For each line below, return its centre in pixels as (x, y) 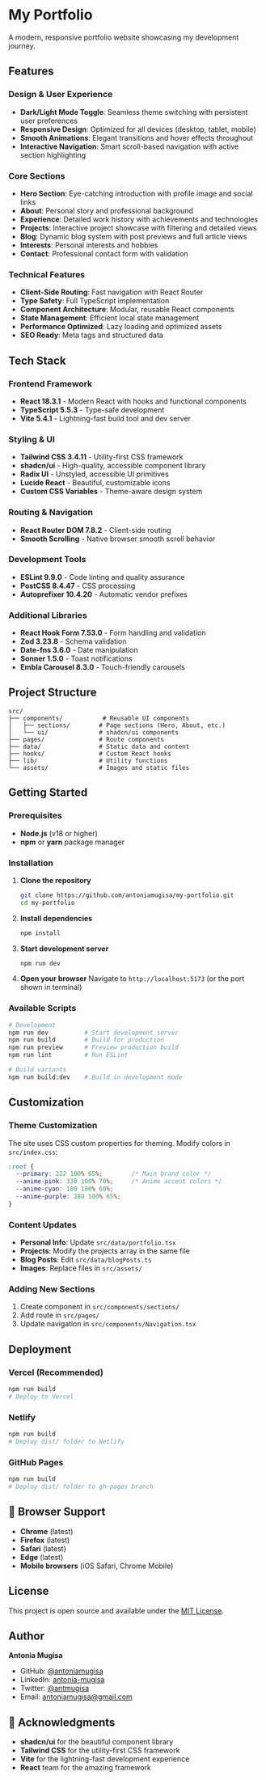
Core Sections (37, 175)
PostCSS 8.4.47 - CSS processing (78, 586)
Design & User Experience (61, 95)
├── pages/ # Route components (86, 739)
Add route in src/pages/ (59, 1315)
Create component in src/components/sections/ (100, 1307)
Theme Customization (53, 1126)
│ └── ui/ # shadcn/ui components (94, 732)
